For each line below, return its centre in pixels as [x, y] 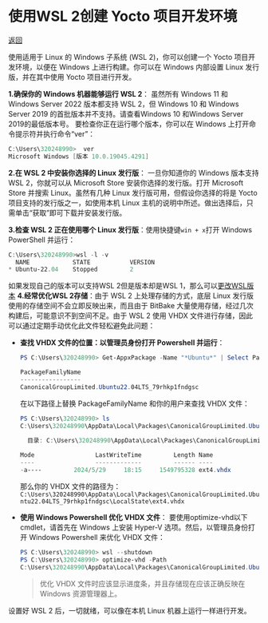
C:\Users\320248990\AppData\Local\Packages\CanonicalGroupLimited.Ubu [140, 494]
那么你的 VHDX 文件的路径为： [70, 486]
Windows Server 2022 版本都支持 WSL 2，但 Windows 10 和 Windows [124, 104]
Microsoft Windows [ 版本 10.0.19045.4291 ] [79, 157]
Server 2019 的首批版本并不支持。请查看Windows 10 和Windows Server [126, 113]
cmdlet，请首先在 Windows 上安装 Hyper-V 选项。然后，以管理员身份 [134, 527]
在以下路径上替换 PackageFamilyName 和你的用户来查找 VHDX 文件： [134, 403]
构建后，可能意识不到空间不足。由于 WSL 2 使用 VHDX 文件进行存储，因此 [131, 315]
